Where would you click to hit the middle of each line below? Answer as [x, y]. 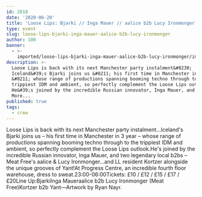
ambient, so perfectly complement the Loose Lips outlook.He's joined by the [101, 149]
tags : [13, 107]
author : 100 [21, 40]
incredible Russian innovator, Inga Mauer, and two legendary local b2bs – [97, 155]
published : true [26, 101]
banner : [16, 46]
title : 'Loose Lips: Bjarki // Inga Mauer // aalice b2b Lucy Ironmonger [101, 23]
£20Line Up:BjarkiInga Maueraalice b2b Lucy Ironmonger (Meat [85, 181]
